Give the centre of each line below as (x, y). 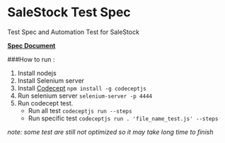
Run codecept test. (45, 103)
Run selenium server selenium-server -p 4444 (85, 96)
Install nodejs (37, 73)
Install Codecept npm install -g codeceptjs (82, 88)
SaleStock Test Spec (69, 12)
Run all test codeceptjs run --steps (80, 110)
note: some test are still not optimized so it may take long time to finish (110, 132)
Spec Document (31, 45)
